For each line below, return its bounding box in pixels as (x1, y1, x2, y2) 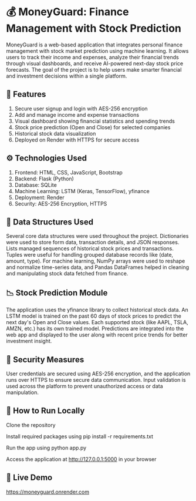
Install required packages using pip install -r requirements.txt (6, 433, 154, 440)
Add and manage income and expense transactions (14, 111, 140, 118)
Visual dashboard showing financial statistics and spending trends (14, 117, 175, 125)
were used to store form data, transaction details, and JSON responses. (6, 239, 180, 246)
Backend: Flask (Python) (14, 175, 75, 182)
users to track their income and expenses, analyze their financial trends (6, 53, 179, 60)
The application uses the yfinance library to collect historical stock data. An (6, 307, 189, 314)
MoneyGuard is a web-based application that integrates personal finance (6, 41, 183, 48)
